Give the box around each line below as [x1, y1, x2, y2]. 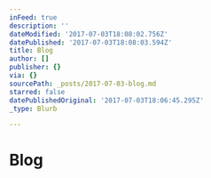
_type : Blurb [9, 104, 58, 113]
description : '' [9, 21, 69, 30]
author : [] [9, 54, 50, 63]
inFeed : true [9, 12, 58, 22]
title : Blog [9, 46, 53, 55]
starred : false [9, 87, 66, 96]
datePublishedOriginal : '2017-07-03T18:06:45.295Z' [9, 95, 204, 105]
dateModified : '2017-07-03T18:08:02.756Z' [9, 29, 168, 38]
